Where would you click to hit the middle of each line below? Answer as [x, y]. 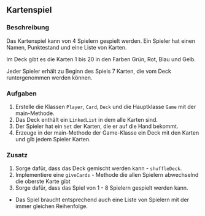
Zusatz [17, 155]
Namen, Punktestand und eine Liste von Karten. [67, 47]
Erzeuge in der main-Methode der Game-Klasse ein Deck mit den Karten [107, 132]
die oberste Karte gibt [43, 181]
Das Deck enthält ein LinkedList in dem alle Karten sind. [87, 119]
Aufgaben [21, 93]
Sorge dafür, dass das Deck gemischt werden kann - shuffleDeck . [99, 168]
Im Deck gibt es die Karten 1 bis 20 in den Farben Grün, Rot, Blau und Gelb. [101, 59]
